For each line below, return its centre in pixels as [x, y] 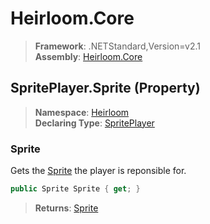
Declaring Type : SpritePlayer [94, 123]
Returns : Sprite [66, 208]
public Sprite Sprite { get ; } [75, 189]
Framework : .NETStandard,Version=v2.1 [117, 46]
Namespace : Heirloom [82, 112]
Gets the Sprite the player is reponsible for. [98, 171]
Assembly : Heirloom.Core [88, 56]
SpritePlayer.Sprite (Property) [105, 88]
